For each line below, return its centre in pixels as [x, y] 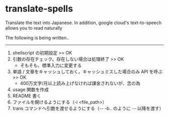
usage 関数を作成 [31, 89]
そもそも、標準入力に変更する [51, 65]
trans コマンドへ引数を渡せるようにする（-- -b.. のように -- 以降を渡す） [88, 108]
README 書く [27, 95]
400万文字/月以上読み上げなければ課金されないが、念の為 [80, 83]
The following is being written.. [37, 38]
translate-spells [39, 9]
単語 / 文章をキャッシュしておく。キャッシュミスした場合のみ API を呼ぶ [88, 71]
